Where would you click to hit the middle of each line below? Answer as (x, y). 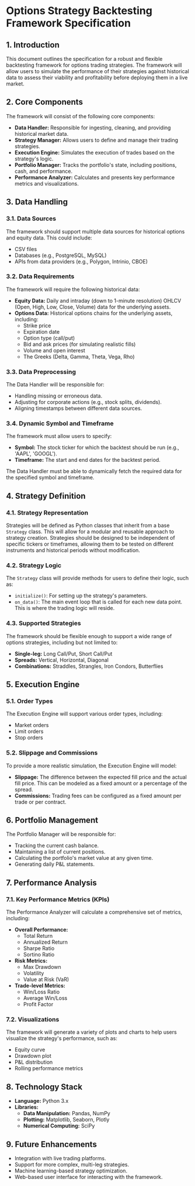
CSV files (26, 249)
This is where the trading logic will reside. (65, 608)
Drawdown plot (33, 1056)
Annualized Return (46, 942)
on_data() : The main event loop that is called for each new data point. (98, 602)
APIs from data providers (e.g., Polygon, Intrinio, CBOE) (81, 261)
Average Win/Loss (45, 998)
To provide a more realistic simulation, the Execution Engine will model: (91, 766)
